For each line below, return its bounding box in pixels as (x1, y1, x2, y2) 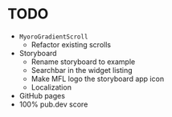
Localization (31, 82, 72, 92)
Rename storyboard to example (31, 57, 136, 67)
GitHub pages (18, 91, 66, 100)
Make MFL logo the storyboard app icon (31, 74, 165, 83)
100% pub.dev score (18, 99, 88, 109)
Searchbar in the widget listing (31, 65, 133, 75)
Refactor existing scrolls (31, 39, 112, 49)
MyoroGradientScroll (18, 33, 88, 41)
